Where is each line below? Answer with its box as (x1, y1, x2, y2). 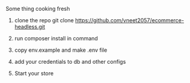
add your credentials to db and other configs (14, 58, 126, 65)
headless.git (14, 23, 45, 30)
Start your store (14, 70, 54, 77)
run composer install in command (14, 35, 98, 41)
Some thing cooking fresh (5, 5, 70, 12)
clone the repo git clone (14, 17, 74, 23)
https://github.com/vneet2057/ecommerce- (74, 17, 185, 23)
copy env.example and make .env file (14, 46, 107, 54)
